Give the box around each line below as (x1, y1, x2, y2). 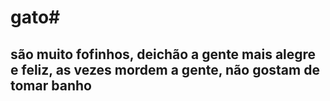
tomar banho (10, 77, 92, 94)
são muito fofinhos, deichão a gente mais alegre (10, 46, 317, 63)
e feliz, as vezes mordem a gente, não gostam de (10, 61, 320, 78)
